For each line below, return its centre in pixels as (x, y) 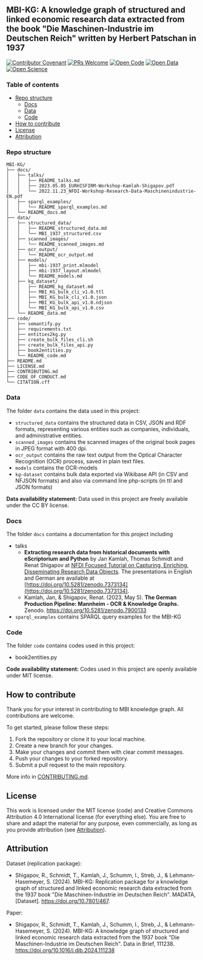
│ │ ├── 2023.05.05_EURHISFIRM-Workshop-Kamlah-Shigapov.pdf (90, 186)
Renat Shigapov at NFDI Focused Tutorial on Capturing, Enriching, (106, 565)
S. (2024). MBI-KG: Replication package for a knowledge (117, 881)
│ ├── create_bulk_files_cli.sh (50, 340)
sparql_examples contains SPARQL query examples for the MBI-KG (98, 617)
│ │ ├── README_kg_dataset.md (50, 287)
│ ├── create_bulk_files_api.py (50, 345)
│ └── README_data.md (36, 314)
